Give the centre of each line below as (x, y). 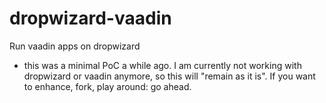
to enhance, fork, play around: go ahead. (107, 86)
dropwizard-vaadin (90, 18)
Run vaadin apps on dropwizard (75, 46)
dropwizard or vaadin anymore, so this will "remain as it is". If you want (169, 76)
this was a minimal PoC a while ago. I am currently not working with (162, 65)
